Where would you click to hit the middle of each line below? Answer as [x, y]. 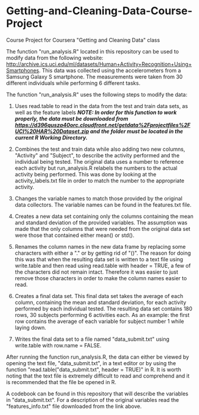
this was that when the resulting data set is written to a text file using [99, 259]
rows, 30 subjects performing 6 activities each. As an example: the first [102, 315]
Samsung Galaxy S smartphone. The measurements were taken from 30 [94, 77]
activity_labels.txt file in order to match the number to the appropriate [99, 180]
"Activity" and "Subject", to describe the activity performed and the [97, 155]
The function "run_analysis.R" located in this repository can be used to [93, 51]
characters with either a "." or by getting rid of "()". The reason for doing [103, 253]
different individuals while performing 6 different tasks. [73, 83]
